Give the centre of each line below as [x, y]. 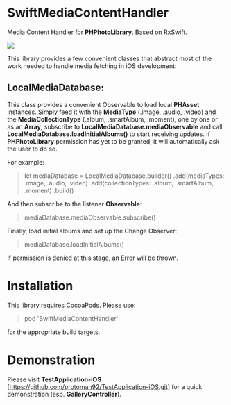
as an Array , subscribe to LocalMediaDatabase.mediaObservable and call [115, 126]
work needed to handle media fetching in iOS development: [92, 66]
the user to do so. [32, 149]
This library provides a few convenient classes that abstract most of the [110, 58]
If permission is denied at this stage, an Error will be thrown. [93, 258]
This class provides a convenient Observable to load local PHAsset [103, 104]
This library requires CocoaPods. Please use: [71, 305]
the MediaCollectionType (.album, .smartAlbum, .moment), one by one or [113, 119]
